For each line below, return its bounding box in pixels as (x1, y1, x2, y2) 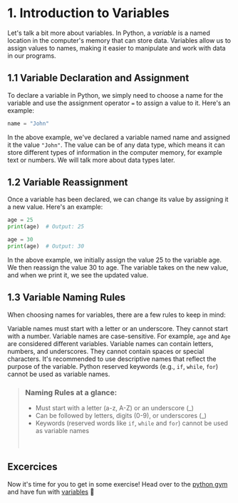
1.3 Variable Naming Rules (7, 291, 126, 304)
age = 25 (7, 216, 33, 224)
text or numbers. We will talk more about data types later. (7, 156, 176, 164)
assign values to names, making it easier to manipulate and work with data (7, 44, 226, 52)
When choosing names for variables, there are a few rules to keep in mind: (7, 310, 226, 319)
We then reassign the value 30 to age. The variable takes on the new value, (7, 263, 229, 272)
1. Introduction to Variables (7, 5, 170, 21)
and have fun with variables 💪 (7, 487, 95, 496)
